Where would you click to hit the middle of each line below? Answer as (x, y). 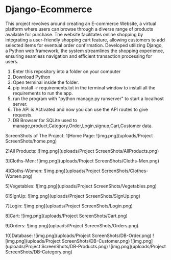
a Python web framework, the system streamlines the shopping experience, (85, 51)
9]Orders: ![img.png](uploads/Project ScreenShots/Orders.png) (72, 225)
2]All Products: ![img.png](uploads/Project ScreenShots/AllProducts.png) (82, 151)
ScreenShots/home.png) (31, 141)
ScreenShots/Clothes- (125, 171)
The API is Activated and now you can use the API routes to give (80, 109)
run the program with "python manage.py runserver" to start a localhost (88, 99)
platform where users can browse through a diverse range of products (79, 29)
